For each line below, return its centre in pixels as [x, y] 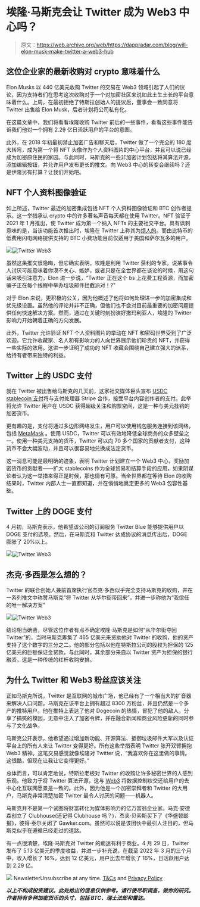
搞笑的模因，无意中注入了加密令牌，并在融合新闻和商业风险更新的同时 [102, 718]
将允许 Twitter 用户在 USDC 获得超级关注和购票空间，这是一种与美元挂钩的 [98, 406]
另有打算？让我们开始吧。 [53, 172]
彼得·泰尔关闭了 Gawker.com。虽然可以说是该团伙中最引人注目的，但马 [106, 823]
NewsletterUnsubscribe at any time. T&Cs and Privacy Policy [88, 878]
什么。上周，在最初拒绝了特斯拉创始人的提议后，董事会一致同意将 [97, 102]
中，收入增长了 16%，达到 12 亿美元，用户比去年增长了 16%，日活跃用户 [95, 858]
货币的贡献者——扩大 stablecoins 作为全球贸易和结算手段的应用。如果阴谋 [102, 469]
